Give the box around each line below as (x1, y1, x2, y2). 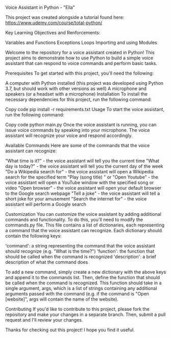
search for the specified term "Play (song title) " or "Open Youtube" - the (5, 174, 158, 180)
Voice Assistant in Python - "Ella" (5, 5, 75, 10)
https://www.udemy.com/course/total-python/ (5, 20, 103, 26)
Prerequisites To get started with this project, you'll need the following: (5, 70, 154, 76)
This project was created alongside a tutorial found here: (5, 14, 125, 20)
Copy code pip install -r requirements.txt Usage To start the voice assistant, (5, 106, 165, 112)
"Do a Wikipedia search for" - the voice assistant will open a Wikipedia (5, 169, 154, 174)
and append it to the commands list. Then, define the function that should (5, 275, 160, 280)
